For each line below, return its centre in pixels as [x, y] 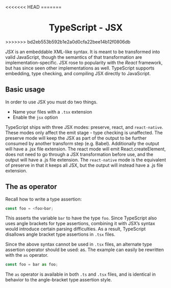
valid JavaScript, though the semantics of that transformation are [74, 57]
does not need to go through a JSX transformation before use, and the [79, 154]
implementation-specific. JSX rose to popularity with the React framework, [84, 62]
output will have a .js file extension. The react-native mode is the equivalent [86, 160]
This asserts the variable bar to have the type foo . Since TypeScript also [81, 218]
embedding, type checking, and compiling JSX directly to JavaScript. [78, 73]
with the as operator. [27, 255]
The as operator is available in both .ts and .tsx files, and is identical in [80, 274]
